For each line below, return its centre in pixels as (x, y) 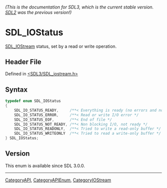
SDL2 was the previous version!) (39, 12)
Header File (23, 62)
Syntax (16, 90)
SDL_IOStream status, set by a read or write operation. (61, 46)
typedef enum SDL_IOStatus (33, 101)
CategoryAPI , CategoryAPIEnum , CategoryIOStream (58, 180)
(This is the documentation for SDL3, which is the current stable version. (80, 7)
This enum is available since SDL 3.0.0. (45, 166)
